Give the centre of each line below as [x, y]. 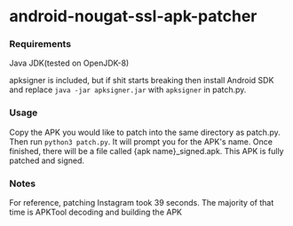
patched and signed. [47, 160]
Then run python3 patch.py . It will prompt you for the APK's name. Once [141, 141]
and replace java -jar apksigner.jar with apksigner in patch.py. [128, 90]
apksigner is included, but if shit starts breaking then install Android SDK [142, 81]
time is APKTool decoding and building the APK [96, 212]
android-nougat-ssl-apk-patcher [133, 16]
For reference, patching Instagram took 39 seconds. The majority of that [142, 203]
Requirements [40, 44]
